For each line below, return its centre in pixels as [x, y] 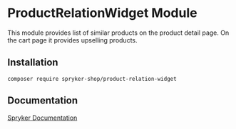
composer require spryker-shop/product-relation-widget [92, 79]
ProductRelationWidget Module [102, 13]
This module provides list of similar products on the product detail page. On [118, 33]
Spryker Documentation [42, 118]
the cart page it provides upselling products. [72, 40]
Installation [33, 63]
